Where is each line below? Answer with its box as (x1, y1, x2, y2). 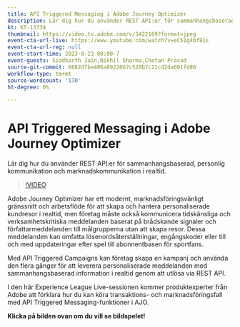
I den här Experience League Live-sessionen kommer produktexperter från (7, 283, 228, 291)
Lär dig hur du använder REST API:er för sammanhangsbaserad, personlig (7, 159, 225, 168)
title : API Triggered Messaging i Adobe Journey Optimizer (7, 10, 187, 18)
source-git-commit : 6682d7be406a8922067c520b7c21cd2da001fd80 (7, 64, 196, 71)
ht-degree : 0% (7, 84, 50, 91)
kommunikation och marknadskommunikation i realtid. (7, 167, 166, 176)
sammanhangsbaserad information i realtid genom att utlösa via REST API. (7, 269, 226, 278)
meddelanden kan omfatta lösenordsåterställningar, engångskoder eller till (7, 233, 226, 241)
